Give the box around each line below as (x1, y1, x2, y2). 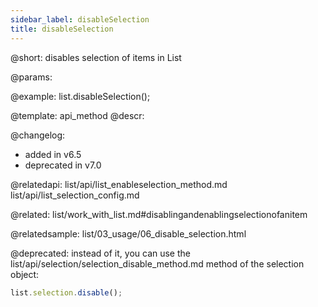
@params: (10, 71, 53, 83)
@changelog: (10, 129, 66, 141)
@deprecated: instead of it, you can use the (10, 247, 191, 259)
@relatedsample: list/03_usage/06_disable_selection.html (10, 227, 247, 240)
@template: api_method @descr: (10, 109, 145, 121)
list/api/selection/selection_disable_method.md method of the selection (10, 257, 305, 270)
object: (10, 268, 40, 280)
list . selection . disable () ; (10, 287, 123, 298)
